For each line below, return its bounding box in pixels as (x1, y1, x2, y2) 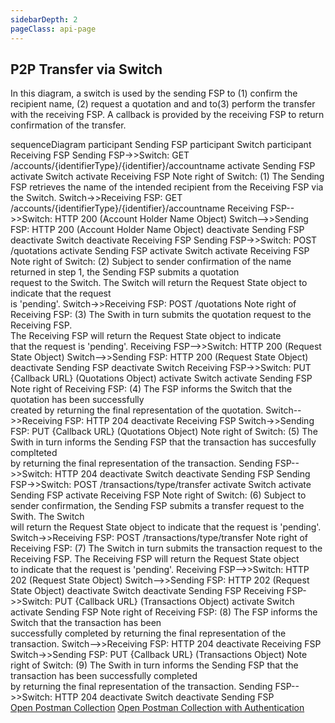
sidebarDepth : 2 (10, 14, 78, 25)
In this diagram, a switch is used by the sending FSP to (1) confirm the (10, 87, 298, 100)
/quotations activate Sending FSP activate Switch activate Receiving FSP (10, 245, 310, 257)
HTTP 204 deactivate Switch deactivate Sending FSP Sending (54, 468, 311, 480)
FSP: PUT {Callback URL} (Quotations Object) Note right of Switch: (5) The (10, 426, 318, 438)
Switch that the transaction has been (10, 617, 162, 629)
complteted (10, 447, 58, 459)
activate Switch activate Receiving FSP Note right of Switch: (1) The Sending (10, 171, 325, 183)
